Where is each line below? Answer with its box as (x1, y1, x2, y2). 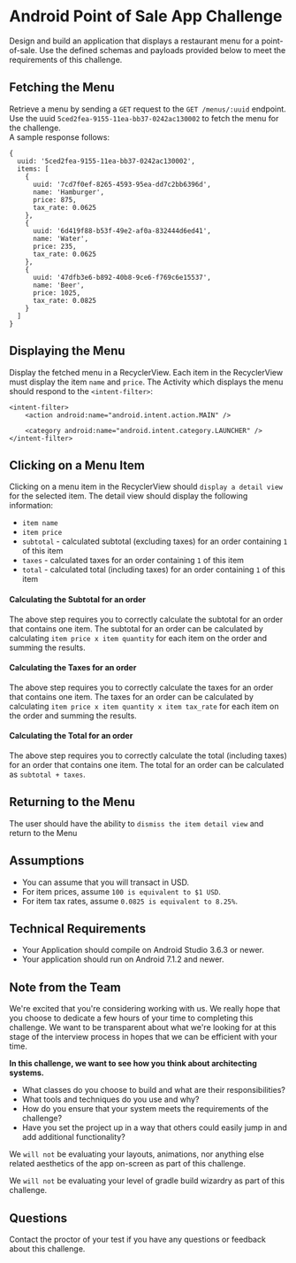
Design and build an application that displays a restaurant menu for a (9, 35, 260, 46)
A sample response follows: (9, 131, 110, 143)
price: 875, (32, 195, 77, 205)
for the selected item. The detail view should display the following (9, 491, 248, 501)
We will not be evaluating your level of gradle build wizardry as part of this (9, 1175, 285, 1186)
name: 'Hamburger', (32, 188, 104, 197)
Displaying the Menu (9, 344, 125, 359)
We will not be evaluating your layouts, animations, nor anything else (9, 1149, 265, 1159)
